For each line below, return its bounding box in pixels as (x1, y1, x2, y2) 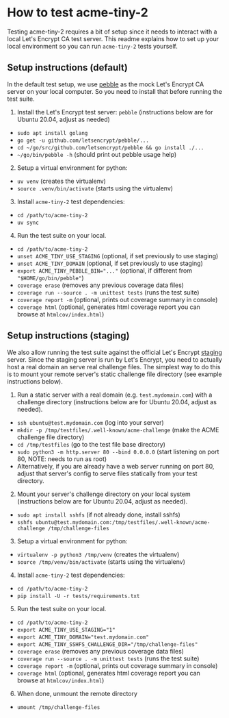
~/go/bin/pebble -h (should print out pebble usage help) (16, 150, 177, 158)
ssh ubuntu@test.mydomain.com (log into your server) (16, 418, 164, 426)
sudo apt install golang (16, 129, 88, 136)
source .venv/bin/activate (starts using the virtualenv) (16, 184, 173, 193)
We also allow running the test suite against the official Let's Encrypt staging (7, 348, 222, 356)
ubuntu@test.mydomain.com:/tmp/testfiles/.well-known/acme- (35, 519, 211, 525)
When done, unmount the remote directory (16, 689, 138, 697)
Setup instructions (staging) (7, 330, 130, 342)
